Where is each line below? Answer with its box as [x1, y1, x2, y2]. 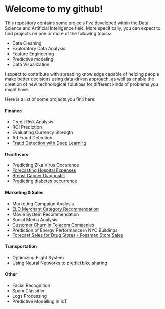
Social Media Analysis [12, 216, 58, 222]
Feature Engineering [12, 51, 54, 57]
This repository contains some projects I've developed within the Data [5, 20, 149, 26]
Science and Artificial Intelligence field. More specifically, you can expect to [5, 25, 161, 31]
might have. [5, 86, 29, 92]
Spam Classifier [12, 287, 45, 294]
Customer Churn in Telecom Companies [12, 222, 95, 228]
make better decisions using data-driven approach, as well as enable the [5, 76, 154, 82]
